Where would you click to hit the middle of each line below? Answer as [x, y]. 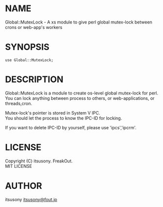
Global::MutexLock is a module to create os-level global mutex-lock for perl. [81, 93]
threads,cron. [19, 103]
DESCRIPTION [34, 80]
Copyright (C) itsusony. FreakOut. [39, 161]
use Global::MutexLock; [29, 60]
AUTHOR [24, 186]
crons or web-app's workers [34, 27]
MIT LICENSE [19, 166]
